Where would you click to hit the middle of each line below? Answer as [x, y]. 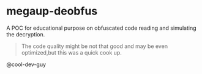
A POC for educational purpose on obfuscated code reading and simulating [102, 28]
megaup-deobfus [52, 11]
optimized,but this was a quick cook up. [72, 52]
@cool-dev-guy [26, 64]
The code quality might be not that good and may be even [95, 46]
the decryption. [26, 34]
